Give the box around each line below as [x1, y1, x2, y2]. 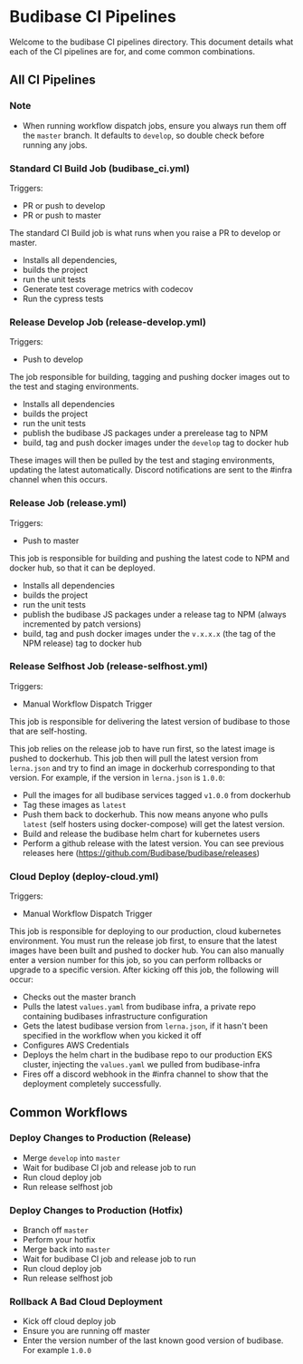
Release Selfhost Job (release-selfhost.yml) [9, 660, 208, 673]
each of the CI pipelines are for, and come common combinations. [9, 45, 256, 56]
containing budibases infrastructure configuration [22, 1011, 208, 1022]
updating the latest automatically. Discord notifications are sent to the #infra [9, 464, 292, 475]
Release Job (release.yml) [9, 497, 128, 510]
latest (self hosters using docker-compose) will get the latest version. [22, 818, 285, 829]
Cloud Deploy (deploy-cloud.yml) [9, 870, 159, 882]
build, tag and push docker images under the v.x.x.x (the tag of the [22, 628, 276, 638]
